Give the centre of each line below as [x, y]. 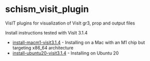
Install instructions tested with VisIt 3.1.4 [46, 32]
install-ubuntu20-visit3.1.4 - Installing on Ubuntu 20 [65, 53]
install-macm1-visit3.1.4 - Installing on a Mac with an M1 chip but [78, 42]
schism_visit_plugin [47, 9]
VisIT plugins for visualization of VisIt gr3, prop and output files [70, 23]
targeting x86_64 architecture [43, 47]
